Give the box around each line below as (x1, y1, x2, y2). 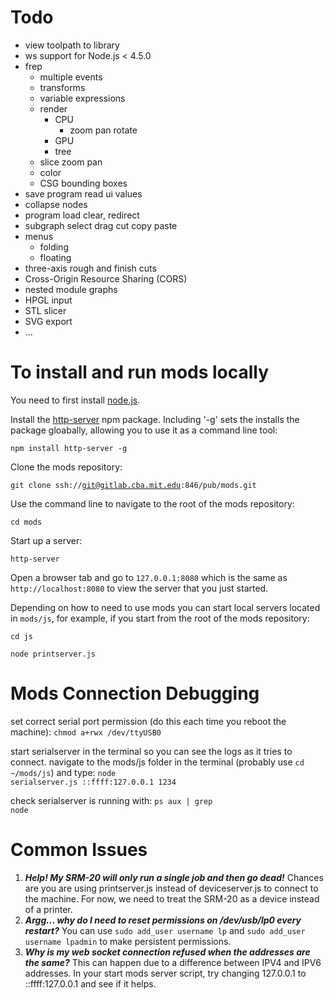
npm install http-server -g (10, 443, 128, 453)
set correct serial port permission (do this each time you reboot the (10, 715, 287, 727)
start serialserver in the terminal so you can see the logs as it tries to (10, 745, 293, 757)
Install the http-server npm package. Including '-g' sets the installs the (10, 413, 300, 425)
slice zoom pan (39, 156, 103, 168)
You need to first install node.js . (10, 394, 141, 406)
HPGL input (24, 294, 73, 306)
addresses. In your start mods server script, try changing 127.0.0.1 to (24, 967, 307, 979)
